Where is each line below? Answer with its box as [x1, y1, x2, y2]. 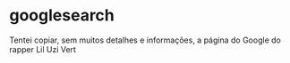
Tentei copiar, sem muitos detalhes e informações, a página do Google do [9, 35, 282, 45]
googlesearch [9, 5, 115, 26]
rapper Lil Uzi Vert [9, 43, 76, 54]
